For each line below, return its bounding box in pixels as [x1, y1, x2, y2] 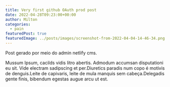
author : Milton [5, 17, 38, 22]
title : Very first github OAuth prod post [5, 7, 97, 13]
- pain [10, 26, 24, 32]
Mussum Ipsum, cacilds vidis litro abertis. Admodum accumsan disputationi [5, 60, 164, 66]
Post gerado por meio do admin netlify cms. [5, 49, 97, 56]
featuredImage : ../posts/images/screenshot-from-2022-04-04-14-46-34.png [5, 36, 165, 41]
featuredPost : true [5, 31, 47, 36]
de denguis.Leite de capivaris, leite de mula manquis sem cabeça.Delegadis [5, 70, 164, 76]
